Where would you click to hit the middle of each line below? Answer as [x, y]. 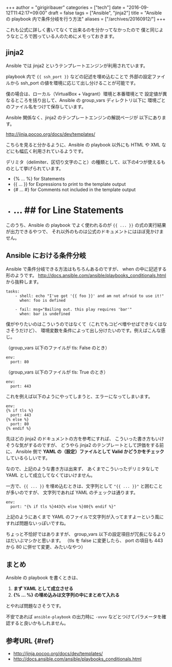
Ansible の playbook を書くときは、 [43, 578]
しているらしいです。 [28, 457]
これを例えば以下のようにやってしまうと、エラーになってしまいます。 [79, 396]
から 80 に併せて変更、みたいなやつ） [46, 547]
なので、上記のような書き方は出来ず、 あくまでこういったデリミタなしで [82, 469]
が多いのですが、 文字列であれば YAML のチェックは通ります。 [72, 492]
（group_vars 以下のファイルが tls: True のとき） [57, 372]
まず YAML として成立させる [43, 589]
